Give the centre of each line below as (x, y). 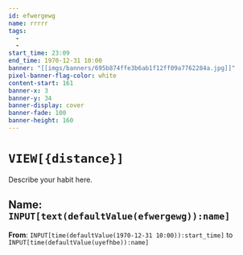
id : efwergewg (32, 16)
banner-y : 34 (30, 98)
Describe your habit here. (50, 179)
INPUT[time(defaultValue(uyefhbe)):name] (79, 242)
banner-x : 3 (28, 90)
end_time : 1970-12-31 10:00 (56, 61)
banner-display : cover (46, 105)
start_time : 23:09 (39, 53)
